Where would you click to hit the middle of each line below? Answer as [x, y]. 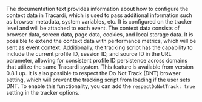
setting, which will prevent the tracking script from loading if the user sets [98, 80]
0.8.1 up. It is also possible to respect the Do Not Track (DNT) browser [93, 73]
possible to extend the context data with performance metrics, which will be [101, 41]
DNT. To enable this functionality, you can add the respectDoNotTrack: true [101, 86]
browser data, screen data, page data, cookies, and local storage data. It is [100, 35]
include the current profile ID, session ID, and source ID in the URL [89, 54]
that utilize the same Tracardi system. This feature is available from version [100, 67]
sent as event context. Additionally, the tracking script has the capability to [99, 47]
